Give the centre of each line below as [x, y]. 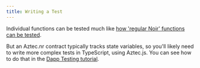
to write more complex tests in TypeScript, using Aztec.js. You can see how [99, 52]
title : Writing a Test [34, 12]
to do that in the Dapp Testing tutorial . [53, 59]
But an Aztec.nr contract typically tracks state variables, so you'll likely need [100, 46]
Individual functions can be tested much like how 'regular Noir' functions [96, 28]
